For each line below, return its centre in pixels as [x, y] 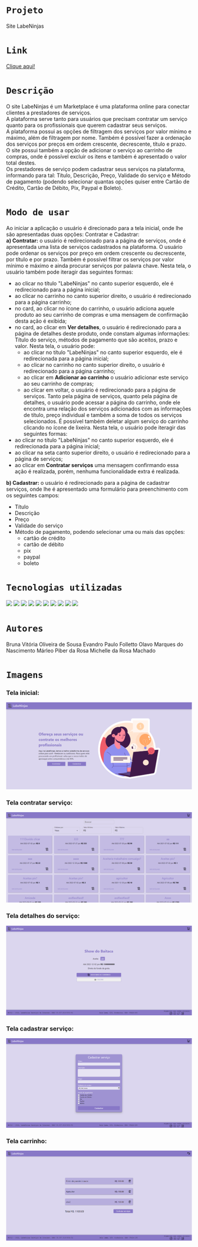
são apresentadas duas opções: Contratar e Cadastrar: [73, 234]
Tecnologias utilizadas [64, 587]
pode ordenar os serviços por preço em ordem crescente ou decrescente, [96, 253]
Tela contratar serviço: [39, 802]
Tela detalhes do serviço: [43, 916]
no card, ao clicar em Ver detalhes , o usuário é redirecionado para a [98, 327]
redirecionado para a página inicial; [57, 290]
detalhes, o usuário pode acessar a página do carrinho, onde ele [102, 402]
